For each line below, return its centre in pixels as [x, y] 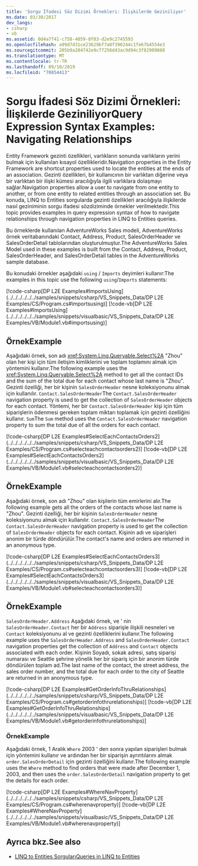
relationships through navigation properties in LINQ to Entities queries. [92, 219]
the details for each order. [38, 780]
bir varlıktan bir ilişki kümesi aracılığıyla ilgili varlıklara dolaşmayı [84, 181]
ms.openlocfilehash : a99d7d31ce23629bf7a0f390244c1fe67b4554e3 [86, 45]
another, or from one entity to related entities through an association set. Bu [98, 194]
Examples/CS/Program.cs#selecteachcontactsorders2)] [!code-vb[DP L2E [97, 449]
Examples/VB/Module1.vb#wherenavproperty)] [63, 823]
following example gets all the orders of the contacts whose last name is [94, 507]
